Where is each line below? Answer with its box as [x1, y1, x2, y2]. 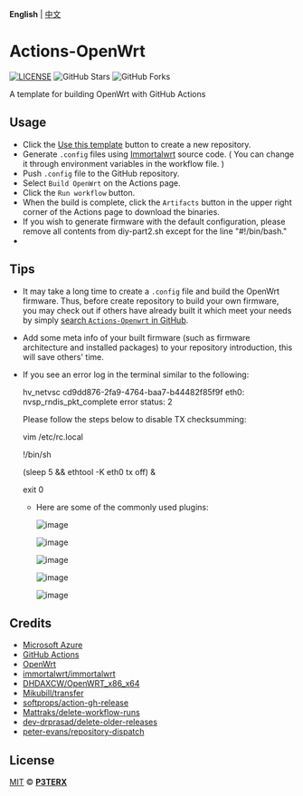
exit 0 [22, 484, 44, 495]
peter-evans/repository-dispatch [22, 726, 145, 737]
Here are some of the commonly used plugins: [35, 501, 210, 512]
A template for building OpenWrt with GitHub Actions [9, 88, 206, 99]
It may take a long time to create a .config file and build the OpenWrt [22, 286, 280, 296]
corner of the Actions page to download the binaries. [22, 206, 220, 217]
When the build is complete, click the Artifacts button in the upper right [22, 197, 292, 208]
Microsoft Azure [22, 639, 83, 651]
